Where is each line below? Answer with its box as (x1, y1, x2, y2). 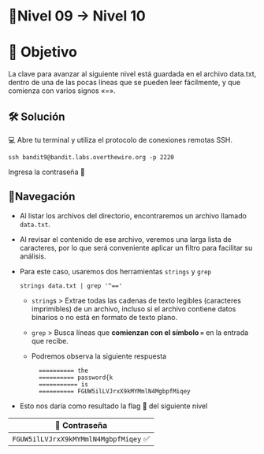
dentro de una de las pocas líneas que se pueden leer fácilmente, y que (8, 78, 241, 87)
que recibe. (31, 336, 69, 345)
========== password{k (38, 374, 113, 381)
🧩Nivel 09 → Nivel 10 (8, 7, 146, 25)
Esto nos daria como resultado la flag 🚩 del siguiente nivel (19, 401, 208, 411)
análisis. (19, 251, 46, 261)
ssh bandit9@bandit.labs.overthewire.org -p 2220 (8, 153, 175, 161)
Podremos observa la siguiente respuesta (31, 351, 167, 361)
